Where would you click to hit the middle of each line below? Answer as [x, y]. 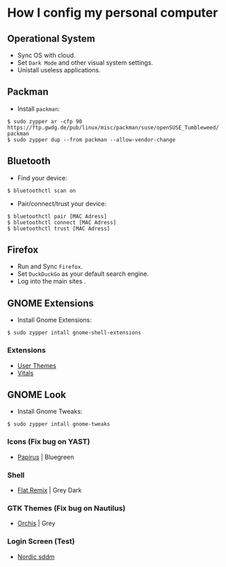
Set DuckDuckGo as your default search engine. [83, 274]
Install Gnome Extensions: [54, 320]
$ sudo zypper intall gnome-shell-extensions [74, 333]
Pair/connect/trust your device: [62, 203]
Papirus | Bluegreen [46, 457]
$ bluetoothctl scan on [42, 191]
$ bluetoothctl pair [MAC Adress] [57, 216]
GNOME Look [37, 395]
